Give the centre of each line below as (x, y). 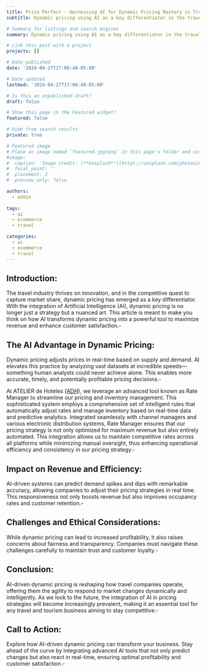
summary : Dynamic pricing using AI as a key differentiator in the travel (104, 34)
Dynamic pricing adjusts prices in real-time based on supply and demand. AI (103, 360)
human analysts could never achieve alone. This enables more (113, 373)
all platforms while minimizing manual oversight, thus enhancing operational (102, 443)
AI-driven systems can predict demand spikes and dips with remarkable (97, 483)
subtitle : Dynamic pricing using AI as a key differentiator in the (96, 18)
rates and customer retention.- (45, 503)
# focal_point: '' (31, 169)
